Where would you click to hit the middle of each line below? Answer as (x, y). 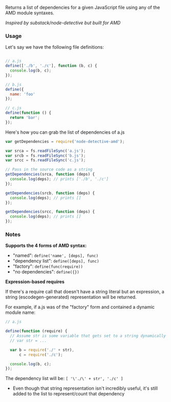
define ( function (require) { (36, 331)
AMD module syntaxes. (30, 13)
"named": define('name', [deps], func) (56, 256)
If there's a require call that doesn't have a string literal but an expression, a (85, 292)
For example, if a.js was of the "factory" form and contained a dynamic (80, 307)
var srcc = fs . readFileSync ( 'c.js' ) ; (46, 160)
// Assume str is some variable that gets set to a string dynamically (88, 336)
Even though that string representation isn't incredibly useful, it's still (85, 388)
